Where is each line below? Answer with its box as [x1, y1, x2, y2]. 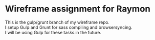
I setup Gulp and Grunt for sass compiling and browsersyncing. [5, 24, 133, 30]
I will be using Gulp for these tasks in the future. [5, 29, 102, 35]
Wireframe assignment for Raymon [5, 3, 151, 14]
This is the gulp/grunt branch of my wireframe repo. [5, 19, 110, 25]
